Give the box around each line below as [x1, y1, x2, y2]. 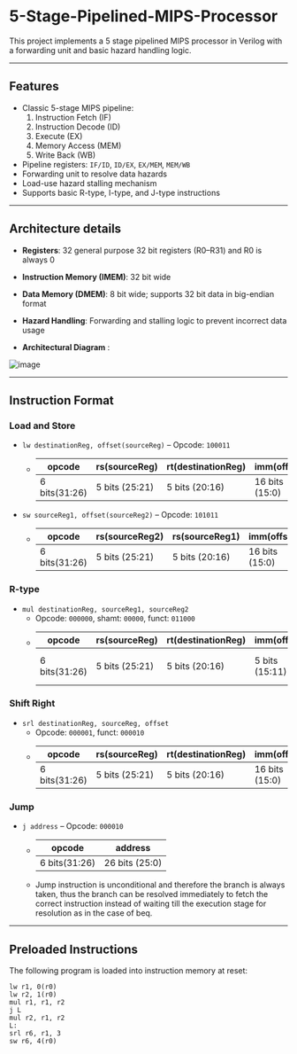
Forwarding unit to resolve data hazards [21, 168, 168, 179]
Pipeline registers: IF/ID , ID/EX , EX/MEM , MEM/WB [21, 159, 191, 169]
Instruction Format [9, 393, 115, 408]
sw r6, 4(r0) [9, 1036, 57, 1045]
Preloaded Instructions [9, 941, 139, 956]
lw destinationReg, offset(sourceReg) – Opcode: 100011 [21, 440, 231, 450]
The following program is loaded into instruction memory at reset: [9, 964, 248, 976]
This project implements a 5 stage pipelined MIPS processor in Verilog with [9, 35, 283, 46]
